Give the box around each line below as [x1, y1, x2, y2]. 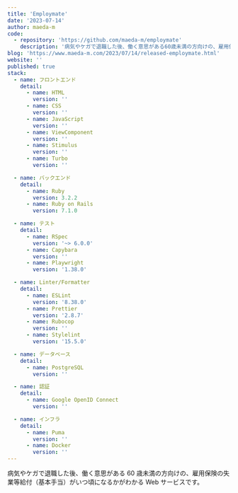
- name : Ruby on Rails [25, 201, 93, 208]
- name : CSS [25, 103, 62, 110]
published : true [7, 63, 55, 70]
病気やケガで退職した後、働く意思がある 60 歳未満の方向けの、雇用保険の [7, 469, 224, 477]
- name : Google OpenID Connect [25, 397, 119, 404]
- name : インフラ [13, 415, 60, 423]
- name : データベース [13, 351, 71, 358]
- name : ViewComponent [25, 129, 93, 136]
